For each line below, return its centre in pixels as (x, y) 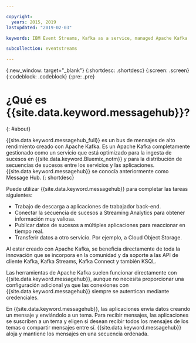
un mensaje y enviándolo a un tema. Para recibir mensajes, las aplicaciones (97, 315)
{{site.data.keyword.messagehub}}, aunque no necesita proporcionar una (95, 279)
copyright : (19, 16)
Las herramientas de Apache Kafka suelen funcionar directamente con (92, 273)
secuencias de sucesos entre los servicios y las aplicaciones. (80, 165)
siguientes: (19, 195)
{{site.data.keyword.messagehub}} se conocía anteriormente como (87, 171)
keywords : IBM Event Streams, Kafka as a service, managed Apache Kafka (97, 38)
